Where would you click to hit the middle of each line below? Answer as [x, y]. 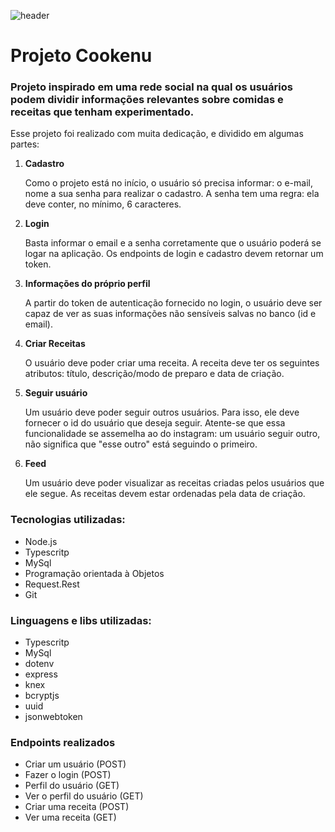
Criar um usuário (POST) [75, 764]
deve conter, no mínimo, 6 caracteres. [103, 204]
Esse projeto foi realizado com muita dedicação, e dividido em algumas [157, 134]
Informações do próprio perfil [87, 284]
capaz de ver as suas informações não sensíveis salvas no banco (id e [170, 314]
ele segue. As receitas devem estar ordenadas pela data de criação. [165, 494]
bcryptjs [42, 696]
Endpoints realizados [63, 742]
